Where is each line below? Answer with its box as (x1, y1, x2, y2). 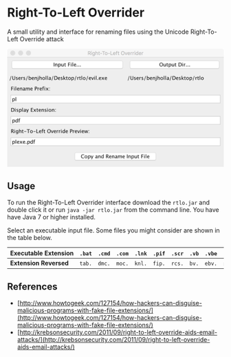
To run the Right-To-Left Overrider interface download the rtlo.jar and (7, 198, 210, 207)
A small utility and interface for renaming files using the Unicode (7, 28, 189, 36)
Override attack (19, 34, 64, 43)
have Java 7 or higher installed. (7, 213, 96, 221)
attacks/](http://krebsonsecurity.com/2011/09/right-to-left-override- (16, 336, 210, 344)
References (7, 281, 58, 293)
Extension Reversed (10, 259, 69, 268)
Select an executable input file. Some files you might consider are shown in (7, 226, 220, 235)
